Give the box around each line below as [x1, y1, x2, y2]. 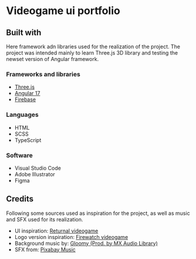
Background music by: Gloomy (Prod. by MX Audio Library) [14, 240, 158, 247]
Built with [6, 28, 42, 38]
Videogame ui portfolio [6, 4, 120, 18]
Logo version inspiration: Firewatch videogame [14, 233, 129, 240]
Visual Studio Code [14, 164, 62, 171]
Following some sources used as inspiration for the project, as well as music [6, 210, 190, 217]
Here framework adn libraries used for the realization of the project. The [6, 43, 181, 50]
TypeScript [14, 136, 42, 143]
